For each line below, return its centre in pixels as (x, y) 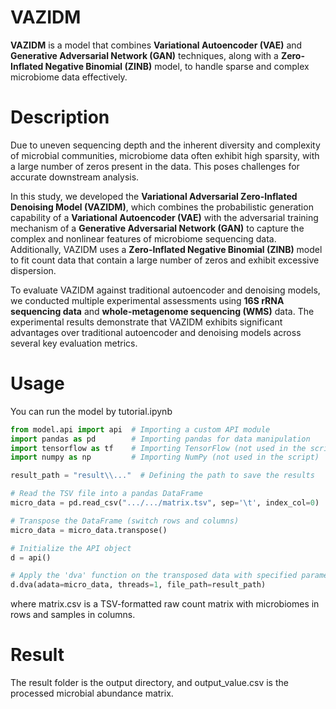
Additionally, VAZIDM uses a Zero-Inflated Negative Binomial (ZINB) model (166, 249)
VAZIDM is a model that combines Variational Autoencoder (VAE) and (156, 45)
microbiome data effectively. (69, 77)
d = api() (31, 557)
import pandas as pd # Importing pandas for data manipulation (160, 439)
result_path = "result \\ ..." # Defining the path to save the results (162, 476)
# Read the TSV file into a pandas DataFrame (106, 494)
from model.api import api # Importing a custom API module (140, 429)
